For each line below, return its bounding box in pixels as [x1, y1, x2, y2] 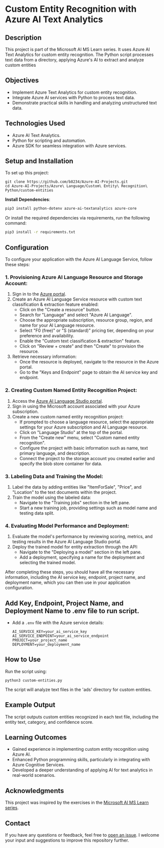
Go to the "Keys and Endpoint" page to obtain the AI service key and [19, 369, 158, 375]
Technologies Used [5, 119, 65, 128]
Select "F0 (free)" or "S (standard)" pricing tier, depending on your [19, 328, 154, 333]
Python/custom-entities [5, 188, 54, 193]
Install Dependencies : [5, 196, 50, 202]
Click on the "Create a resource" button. [19, 307, 101, 313]
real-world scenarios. [12, 772, 56, 778]
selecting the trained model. [19, 560, 76, 566]
